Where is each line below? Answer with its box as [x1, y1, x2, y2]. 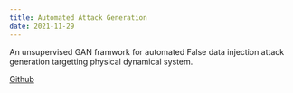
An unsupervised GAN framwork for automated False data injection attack [9, 46, 285, 57]
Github [9, 73, 34, 84]
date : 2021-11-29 [9, 22, 75, 31]
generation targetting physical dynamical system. [9, 56, 194, 67]
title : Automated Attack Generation [9, 13, 147, 23]
